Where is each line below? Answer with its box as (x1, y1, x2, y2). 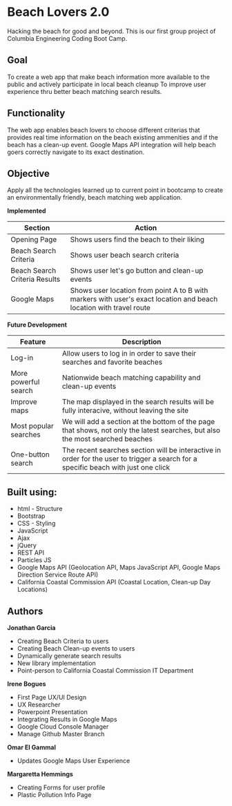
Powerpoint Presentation (17, 708, 88, 716)
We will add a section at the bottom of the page (61, 417, 215, 427)
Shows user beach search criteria (70, 250, 180, 260)
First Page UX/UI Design (17, 693, 87, 701)
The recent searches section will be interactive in (61, 445, 221, 455)
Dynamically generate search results (17, 652, 122, 660)
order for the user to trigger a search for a (61, 454, 197, 463)
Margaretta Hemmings (7, 770, 74, 778)
